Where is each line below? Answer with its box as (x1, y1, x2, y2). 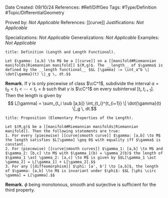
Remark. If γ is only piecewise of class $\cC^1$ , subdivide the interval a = (5, 81, 159, 86)
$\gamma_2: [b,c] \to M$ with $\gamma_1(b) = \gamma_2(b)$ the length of (5, 151, 163, 156)
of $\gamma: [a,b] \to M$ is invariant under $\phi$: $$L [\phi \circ (5, 168, 156, 173)
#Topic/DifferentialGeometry (5, 10, 64, 16)
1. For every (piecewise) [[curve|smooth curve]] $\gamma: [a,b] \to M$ (5, 133, 161, 138)
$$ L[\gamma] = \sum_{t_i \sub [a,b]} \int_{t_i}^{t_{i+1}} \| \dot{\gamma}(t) (8, 100, 161, 106)
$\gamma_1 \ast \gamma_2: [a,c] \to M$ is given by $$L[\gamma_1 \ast (5, 155, 156, 160)
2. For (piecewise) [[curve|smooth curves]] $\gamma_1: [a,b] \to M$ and (5, 146, 163, 151)
